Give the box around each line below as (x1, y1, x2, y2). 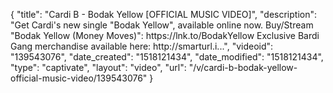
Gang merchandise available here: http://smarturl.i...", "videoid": (10, 40, 274, 52)
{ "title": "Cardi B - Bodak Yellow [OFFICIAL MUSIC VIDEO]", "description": (10, 9, 318, 20)
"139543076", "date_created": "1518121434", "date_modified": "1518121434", (10, 51, 324, 63)
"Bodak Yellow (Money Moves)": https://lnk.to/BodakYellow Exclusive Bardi (10, 30, 320, 41)
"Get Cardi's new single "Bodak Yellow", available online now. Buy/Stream (10, 19, 314, 31)
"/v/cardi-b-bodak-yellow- (188, 62, 298, 73)
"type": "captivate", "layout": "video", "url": (10, 62, 187, 73)
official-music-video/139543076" (10, 72, 148, 84)
